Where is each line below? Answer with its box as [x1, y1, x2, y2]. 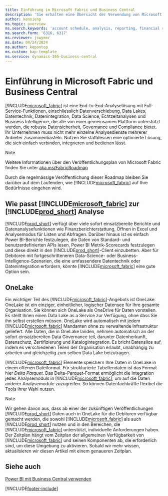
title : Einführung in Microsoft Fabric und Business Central [5, 7, 135, 13]
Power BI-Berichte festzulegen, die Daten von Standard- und [5, 236, 130, 243]
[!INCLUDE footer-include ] [5, 485, 58, 491]
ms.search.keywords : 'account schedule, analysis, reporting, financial [5, 26, 160, 31]
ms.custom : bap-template [5, 49, 57, 54]
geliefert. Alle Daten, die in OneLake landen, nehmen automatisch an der [5, 328, 154, 334]
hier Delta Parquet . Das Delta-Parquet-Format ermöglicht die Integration [5, 370, 154, 376]
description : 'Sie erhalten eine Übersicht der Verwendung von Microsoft [5, 12, 162, 17]
